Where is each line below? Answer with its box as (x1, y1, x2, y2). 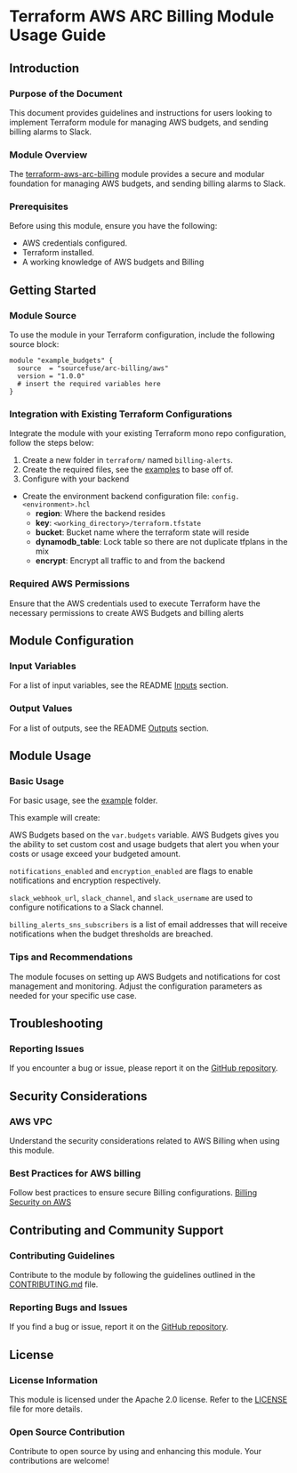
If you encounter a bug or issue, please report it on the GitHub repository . (9, 1063, 278, 1073)
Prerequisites (9, 200, 68, 213)
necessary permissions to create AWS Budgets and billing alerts (9, 607, 245, 618)
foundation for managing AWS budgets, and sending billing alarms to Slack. (9, 178, 286, 189)
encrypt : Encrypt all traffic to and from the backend (35, 555, 225, 566)
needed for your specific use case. (9, 990, 138, 1000)
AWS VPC (9, 1115, 53, 1128)
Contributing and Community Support (9, 1222, 224, 1238)
